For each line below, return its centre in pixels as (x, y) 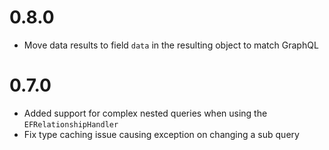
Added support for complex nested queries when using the (145, 113)
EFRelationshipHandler (71, 124)
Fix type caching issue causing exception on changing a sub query (161, 134)
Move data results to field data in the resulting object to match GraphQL (171, 45)
